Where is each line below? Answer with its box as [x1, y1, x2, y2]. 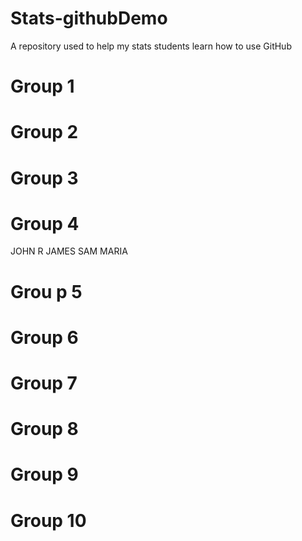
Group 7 [10, 372, 78, 394]
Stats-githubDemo [10, 7, 168, 30]
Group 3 [10, 167, 79, 189]
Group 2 [10, 121, 79, 144]
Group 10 [10, 509, 87, 532]
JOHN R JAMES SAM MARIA [10, 245, 128, 257]
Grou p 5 [10, 280, 83, 303]
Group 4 [10, 212, 80, 235]
